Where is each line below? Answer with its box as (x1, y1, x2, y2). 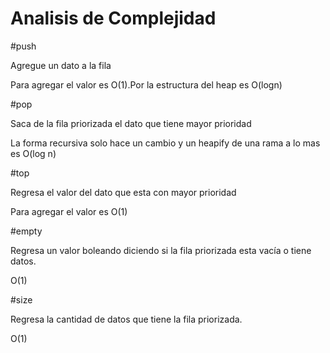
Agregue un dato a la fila (10, 59, 112, 71)
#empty (10, 225, 43, 237)
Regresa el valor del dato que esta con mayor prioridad (10, 186, 237, 198)
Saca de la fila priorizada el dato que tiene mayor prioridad (10, 117, 252, 129)
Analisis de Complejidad (10, 7, 217, 30)
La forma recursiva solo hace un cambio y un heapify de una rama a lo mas (10, 137, 321, 149)
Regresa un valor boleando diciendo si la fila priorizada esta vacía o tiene (10, 244, 312, 256)
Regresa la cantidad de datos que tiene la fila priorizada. (10, 313, 243, 325)
